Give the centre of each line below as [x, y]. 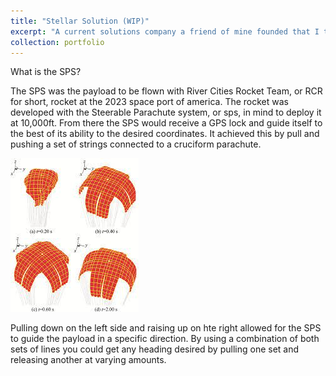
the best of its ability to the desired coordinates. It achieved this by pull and [165, 134]
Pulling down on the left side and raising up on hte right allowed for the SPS [166, 328]
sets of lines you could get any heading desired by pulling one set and [155, 349]
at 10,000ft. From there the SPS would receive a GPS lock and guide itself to [166, 123]
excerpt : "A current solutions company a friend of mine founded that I [165, 31]
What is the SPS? [46, 72]
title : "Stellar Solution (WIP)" [80, 21]
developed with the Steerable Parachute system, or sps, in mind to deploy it [166, 112]
